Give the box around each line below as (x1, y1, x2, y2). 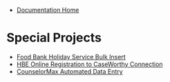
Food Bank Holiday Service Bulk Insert (16, 52, 126, 61)
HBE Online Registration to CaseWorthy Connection (16, 60, 163, 68)
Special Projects (6, 30, 102, 45)
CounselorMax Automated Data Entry (16, 67, 123, 75)
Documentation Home (16, 6, 79, 14)
